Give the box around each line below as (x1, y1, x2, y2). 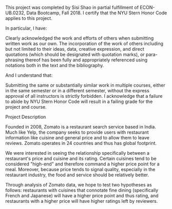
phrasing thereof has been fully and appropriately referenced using (5, 57, 148, 63)
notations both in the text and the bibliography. (5, 62, 104, 68)
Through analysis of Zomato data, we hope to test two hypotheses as (5, 182, 152, 187)
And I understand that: (5, 72, 53, 78)
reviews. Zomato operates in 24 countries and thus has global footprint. (5, 140, 157, 146)
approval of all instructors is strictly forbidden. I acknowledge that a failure (5, 93, 163, 99)
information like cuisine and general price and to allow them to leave (5, 135, 150, 140)
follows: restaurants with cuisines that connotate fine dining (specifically (5, 187, 159, 193)
